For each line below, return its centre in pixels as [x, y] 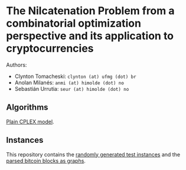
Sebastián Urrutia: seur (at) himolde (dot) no [72, 89]
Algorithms [27, 107]
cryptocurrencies [50, 49]
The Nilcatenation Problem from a [90, 11]
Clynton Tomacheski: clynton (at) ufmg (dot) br [76, 76]
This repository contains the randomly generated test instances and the [93, 154]
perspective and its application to [90, 36]
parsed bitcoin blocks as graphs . [46, 161]
